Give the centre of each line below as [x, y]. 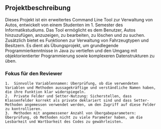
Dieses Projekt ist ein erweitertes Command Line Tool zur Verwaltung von [79, 19]
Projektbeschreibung [38, 8]
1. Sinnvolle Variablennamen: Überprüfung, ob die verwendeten [72, 84]
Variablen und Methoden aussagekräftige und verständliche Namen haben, [80, 88]
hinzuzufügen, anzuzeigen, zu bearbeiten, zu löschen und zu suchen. [75, 35]
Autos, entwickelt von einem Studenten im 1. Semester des [64, 25]
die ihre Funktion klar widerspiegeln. [46, 92]
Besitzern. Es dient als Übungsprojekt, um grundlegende [62, 45]
